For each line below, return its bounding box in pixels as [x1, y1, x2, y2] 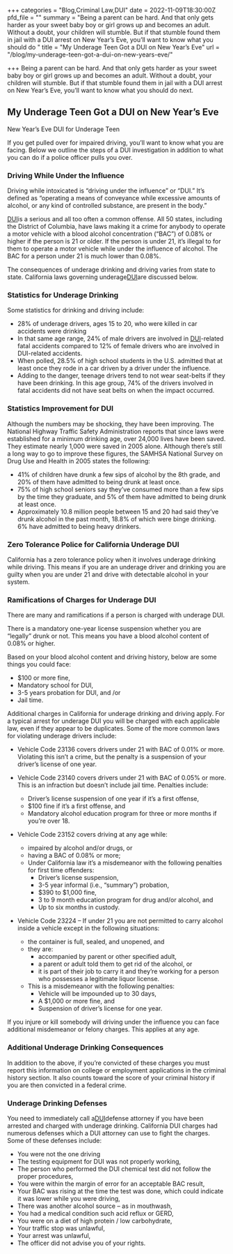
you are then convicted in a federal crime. [7, 1081, 127, 1089]
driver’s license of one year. [17, 760, 97, 768]
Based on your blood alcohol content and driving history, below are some [7, 652, 217, 662]
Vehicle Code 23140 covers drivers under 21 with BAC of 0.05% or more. [17, 774, 227, 782]
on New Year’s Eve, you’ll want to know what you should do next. [7, 87, 193, 94]
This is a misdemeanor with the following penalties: [27, 982, 175, 990]
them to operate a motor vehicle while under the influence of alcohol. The [7, 244, 218, 253]
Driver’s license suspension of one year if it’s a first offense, [27, 795, 200, 803]
